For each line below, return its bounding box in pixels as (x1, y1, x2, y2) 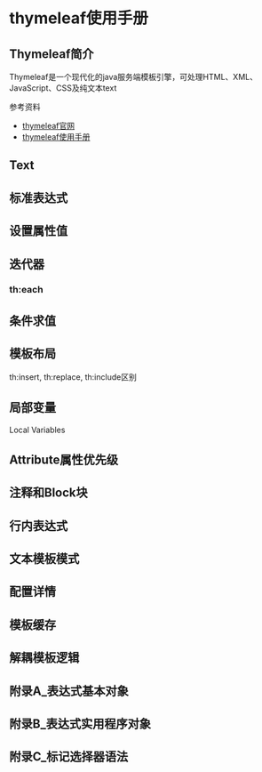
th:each (9, 284, 44, 296)
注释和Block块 (9, 486, 89, 501)
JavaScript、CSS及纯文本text (9, 83, 117, 93)
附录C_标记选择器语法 (9, 749, 129, 765)
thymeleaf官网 (21, 121, 75, 131)
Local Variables (9, 424, 66, 435)
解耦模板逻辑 (9, 650, 80, 665)
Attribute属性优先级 (9, 452, 118, 467)
